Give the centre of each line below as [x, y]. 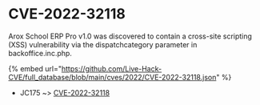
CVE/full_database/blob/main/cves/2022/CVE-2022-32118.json [112, 77]
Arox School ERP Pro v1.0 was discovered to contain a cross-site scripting [130, 36]
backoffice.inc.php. [40, 53]
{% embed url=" [35, 68]
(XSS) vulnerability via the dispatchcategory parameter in [103, 44]
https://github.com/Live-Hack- [112, 68]
